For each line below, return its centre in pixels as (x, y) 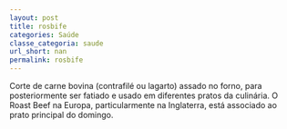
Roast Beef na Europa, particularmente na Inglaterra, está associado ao (143, 105)
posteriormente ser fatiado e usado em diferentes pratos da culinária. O (144, 95)
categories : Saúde (44, 35)
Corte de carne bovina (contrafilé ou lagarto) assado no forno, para (136, 86)
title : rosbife (38, 26)
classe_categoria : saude (56, 43)
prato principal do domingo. (61, 115)
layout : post (34, 18)
